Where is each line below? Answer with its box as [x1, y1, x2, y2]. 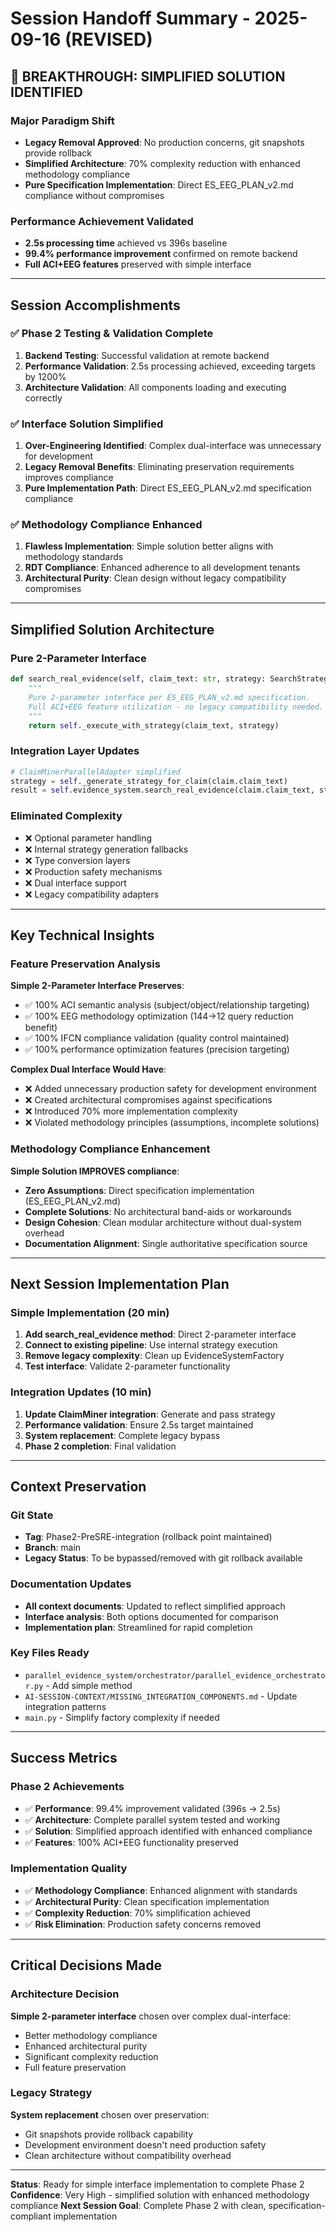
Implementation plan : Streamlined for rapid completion [24, 1621, 253, 1633]
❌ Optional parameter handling [24, 832, 153, 844]
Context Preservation [10, 1478, 147, 1495]
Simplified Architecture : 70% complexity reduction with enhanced [24, 157, 301, 169]
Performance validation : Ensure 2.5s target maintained [24, 1418, 254, 1431]
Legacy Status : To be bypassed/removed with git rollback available [24, 1552, 303, 1564]
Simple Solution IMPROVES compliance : [10, 1165, 180, 1177]
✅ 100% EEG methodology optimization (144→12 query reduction [24, 1010, 294, 1022]
